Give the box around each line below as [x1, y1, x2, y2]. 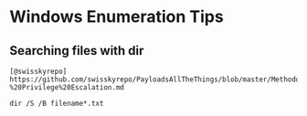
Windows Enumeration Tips [9, 6, 224, 27]
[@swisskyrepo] [9, 67, 68, 76]
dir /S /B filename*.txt [9, 99, 104, 108]
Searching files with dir [9, 43, 144, 58]
